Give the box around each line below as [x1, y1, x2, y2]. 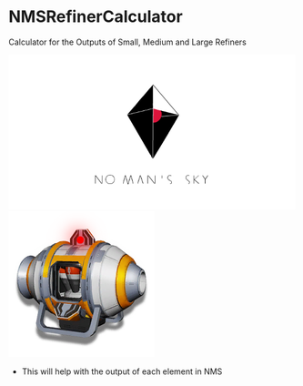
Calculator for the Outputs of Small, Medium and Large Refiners [8, 36, 247, 47]
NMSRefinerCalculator [8, 6, 183, 27]
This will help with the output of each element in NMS [21, 366, 223, 377]
